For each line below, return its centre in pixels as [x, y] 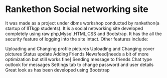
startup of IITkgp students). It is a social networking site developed [74, 28]
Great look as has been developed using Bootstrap [57, 70]
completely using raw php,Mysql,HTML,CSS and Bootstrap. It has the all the [83, 33]
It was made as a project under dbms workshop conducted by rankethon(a [82, 23]
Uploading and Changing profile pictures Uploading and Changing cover [80, 48]
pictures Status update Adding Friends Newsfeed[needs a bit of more [77, 54]
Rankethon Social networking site [77, 9]
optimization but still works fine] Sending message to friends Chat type [78, 59]
